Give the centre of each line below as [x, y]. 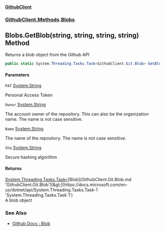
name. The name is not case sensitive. [44, 119]
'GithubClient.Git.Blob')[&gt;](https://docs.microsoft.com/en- [66, 185]
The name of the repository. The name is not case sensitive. [66, 138]
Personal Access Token [29, 95]
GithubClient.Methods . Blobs [40, 20]
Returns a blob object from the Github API [47, 55]
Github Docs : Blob [31, 223]
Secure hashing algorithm [31, 157]
